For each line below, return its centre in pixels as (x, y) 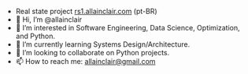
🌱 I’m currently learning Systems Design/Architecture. (103, 44)
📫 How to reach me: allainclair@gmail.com (85, 61)
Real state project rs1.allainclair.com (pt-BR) (86, 11)
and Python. (35, 36)
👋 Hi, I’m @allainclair (49, 19)
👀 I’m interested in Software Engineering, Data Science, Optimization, (128, 28)
